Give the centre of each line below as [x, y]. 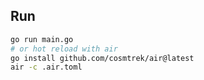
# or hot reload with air [64, 49]
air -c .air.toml [46, 67]
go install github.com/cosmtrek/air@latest [102, 58]
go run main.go [42, 39]
